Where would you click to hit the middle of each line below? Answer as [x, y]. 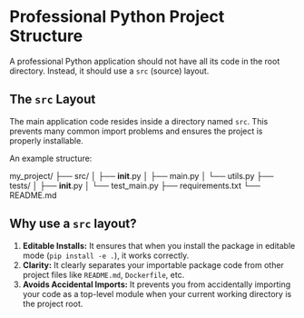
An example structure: [51, 158]
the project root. [53, 303]
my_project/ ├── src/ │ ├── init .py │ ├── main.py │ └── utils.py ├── [142, 175]
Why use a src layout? [73, 224]
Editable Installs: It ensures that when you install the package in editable [159, 245]
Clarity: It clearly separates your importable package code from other [153, 264]
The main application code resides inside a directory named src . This [139, 121]
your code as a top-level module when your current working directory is [157, 293]
